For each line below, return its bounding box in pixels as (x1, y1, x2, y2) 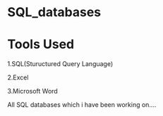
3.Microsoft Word (7, 87, 58, 96)
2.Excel (7, 73, 29, 82)
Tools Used (7, 37, 75, 53)
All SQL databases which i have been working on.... (7, 101, 157, 109)
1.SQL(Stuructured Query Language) (7, 60, 114, 68)
